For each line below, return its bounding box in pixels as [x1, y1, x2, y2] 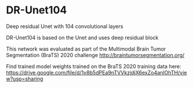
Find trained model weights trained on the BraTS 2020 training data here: [6, 62, 182, 70]
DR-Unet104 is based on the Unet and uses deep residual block [6, 34, 159, 41]
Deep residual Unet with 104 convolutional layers [6, 23, 124, 30]
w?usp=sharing [6, 75, 44, 82]
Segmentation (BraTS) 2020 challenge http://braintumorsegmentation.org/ [6, 51, 185, 58]
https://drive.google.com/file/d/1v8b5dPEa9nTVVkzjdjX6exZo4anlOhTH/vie [6, 69, 187, 76]
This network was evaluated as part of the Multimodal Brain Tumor [6, 45, 166, 52]
